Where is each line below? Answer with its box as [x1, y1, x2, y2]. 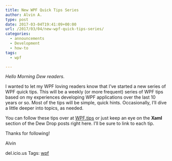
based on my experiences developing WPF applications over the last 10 [5, 94, 156, 100]
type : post [5, 17, 29, 22]
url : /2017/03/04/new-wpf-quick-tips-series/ [5, 27, 104, 32]
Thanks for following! [5, 130, 50, 136]
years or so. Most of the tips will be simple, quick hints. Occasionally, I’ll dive [5, 100, 167, 106]
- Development [10, 41, 40, 46]
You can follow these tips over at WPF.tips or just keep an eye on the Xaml [5, 115, 162, 121]
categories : [5, 31, 31, 36]
